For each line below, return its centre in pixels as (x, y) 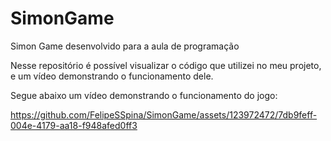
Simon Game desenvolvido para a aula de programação (125, 46)
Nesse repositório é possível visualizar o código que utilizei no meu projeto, (166, 65)
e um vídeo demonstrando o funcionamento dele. (112, 76)
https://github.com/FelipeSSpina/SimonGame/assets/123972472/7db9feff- (164, 114)
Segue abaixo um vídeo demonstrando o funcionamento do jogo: (144, 95)
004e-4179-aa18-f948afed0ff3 (74, 125)
